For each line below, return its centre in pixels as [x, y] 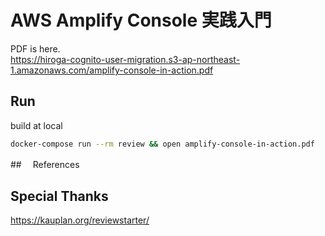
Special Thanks [59, 196]
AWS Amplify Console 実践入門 [141, 20]
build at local [36, 125]
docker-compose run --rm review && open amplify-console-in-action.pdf [162, 144]
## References [45, 164]
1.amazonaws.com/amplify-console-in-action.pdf [112, 70]
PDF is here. [35, 48]
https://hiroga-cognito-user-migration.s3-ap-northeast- [125, 59]
